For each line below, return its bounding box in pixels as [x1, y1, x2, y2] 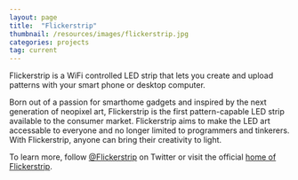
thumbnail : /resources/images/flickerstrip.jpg [9, 29, 189, 38]
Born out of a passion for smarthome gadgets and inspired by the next [9, 97, 267, 107]
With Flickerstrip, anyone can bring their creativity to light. [9, 135, 222, 145]
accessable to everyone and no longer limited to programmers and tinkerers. [9, 125, 290, 136]
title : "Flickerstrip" [9, 21, 98, 30]
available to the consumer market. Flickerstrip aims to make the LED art [9, 116, 271, 127]
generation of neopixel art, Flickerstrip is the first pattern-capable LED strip [9, 106, 285, 117]
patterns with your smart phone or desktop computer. [9, 80, 206, 90]
